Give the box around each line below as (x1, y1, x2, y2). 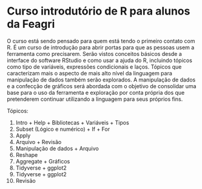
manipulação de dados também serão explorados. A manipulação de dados (7, 76, 196, 83)
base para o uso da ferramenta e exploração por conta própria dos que (7, 89, 185, 96)
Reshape (15, 151, 38, 159)
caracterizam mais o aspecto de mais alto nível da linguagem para (7, 69, 172, 77)
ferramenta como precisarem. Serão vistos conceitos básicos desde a (7, 50, 183, 57)
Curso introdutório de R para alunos (7, 4, 190, 18)
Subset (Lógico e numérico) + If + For (15, 125, 110, 132)
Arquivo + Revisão (15, 138, 62, 145)
